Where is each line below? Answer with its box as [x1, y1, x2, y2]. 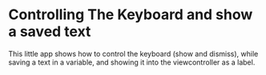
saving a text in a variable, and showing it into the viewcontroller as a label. [8, 57, 256, 67]
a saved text [8, 22, 91, 41]
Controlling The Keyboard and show [8, 6, 253, 24]
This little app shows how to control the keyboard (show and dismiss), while [8, 49, 259, 58]
